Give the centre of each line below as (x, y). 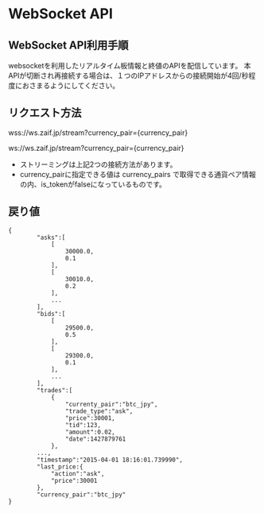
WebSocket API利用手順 (68, 45)
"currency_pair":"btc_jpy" (82, 494)
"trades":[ (55, 390)
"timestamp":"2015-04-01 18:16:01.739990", (110, 460)
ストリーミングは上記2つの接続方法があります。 (98, 164)
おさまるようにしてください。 (71, 85)
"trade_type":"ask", (99, 411)
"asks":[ (51, 237)
